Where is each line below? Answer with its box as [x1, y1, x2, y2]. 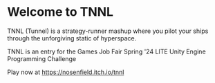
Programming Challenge [7, 54, 77, 62]
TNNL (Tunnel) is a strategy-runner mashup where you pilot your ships [7, 27, 209, 35]
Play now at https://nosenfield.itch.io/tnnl [7, 68, 124, 76]
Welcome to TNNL [7, 4, 114, 20]
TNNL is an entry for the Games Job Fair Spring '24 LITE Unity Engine [7, 47, 206, 56]
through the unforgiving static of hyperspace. [7, 34, 137, 42]
